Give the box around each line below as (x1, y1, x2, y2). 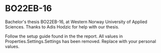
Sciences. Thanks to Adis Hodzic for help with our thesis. (5, 24, 120, 29)
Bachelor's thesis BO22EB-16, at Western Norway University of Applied (5, 19, 147, 25)
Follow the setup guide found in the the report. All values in (5, 33, 123, 39)
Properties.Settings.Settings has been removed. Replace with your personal (5, 38, 156, 44)
